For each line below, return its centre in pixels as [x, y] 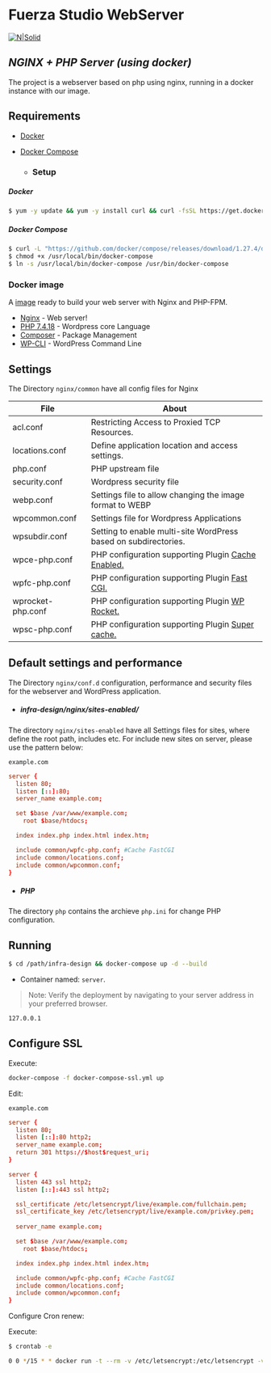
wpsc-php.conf [42, 630]
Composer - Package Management [78, 335]
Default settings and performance [96, 663]
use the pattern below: [46, 747]
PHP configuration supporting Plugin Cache [173, 555]
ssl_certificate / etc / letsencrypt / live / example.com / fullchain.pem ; [131, 1204]
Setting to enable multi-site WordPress [165, 531]
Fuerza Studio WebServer [96, 15]
